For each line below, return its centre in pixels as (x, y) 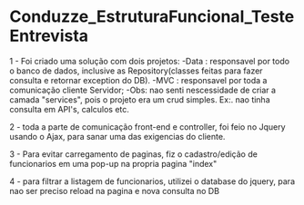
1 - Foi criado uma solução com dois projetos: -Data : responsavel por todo (149, 61)
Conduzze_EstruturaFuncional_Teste (152, 17)
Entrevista (49, 36)
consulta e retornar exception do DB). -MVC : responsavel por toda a (138, 80)
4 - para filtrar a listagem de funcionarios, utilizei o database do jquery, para (152, 181)
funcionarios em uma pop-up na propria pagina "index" (113, 163)
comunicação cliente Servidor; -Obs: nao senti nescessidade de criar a (142, 90)
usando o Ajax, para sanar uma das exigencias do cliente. (117, 136)
